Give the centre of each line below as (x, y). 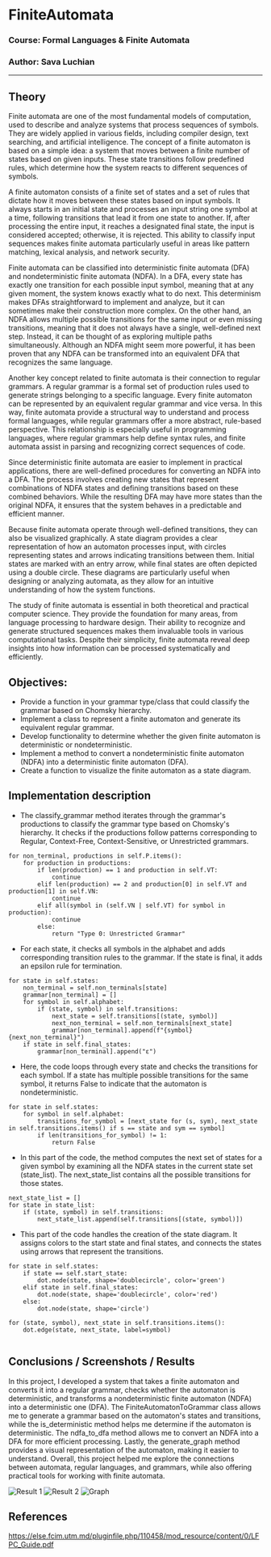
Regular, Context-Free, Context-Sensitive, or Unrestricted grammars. (134, 841)
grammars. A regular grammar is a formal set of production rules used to (129, 386)
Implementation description (80, 796)
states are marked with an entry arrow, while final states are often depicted (133, 564)
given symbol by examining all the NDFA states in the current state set (136, 1166)
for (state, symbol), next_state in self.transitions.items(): (117, 1323)
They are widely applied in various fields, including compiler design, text (129, 133)
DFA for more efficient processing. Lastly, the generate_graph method (124, 1441)
